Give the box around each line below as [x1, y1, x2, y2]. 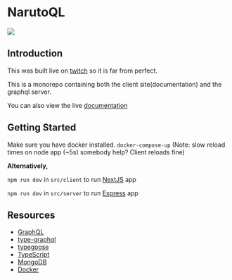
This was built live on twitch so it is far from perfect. [7, 66, 158, 75]
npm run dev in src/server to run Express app [7, 188, 138, 197]
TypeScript [17, 250, 50, 259]
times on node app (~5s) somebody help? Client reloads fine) [7, 147, 185, 156]
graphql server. [7, 87, 51, 96]
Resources [7, 209, 56, 221]
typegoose [17, 243, 49, 251]
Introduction [7, 47, 63, 60]
